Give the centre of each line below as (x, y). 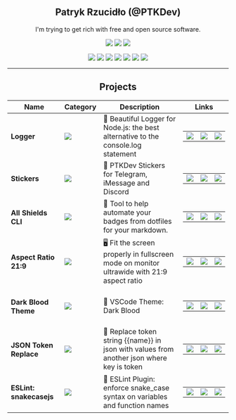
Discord (116, 191)
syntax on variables (135, 396)
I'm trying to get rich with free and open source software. (118, 29)
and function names (136, 405)
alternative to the (131, 136)
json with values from (138, 349)
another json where (135, 357)
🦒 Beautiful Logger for (139, 118)
